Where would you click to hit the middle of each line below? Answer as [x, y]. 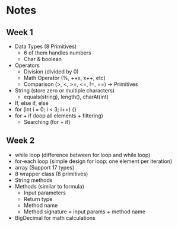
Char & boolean [43, 59]
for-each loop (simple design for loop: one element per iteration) [93, 161]
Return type [38, 199]
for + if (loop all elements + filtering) [59, 116]
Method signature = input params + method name [85, 212]
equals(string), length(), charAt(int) [66, 97]
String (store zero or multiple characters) [64, 90]
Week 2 [20, 141]
